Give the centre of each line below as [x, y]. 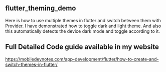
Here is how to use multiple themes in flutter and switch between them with [83, 20]
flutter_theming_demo [41, 8]
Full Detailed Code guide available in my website [82, 47]
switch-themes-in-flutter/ [31, 64]
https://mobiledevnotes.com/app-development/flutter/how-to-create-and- [82, 59]
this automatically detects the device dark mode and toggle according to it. [83, 31]
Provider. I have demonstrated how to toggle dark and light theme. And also [83, 26]
